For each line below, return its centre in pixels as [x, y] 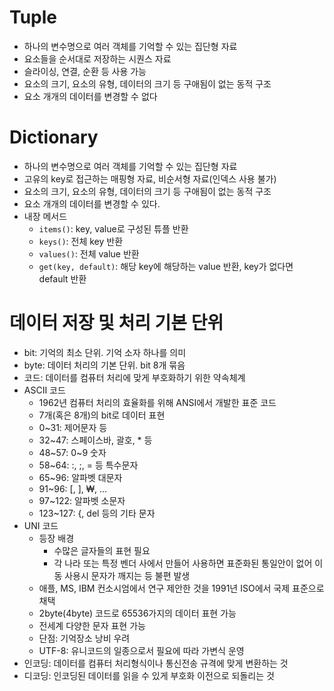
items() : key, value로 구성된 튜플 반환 [113, 228]
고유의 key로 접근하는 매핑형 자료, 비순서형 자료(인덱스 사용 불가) [150, 178]
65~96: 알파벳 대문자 [80, 477]
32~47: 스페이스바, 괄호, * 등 [95, 440]
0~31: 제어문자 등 [73, 427]
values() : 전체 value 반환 [89, 253]
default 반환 [62, 278]
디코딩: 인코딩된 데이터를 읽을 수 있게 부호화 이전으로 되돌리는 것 [149, 675]
